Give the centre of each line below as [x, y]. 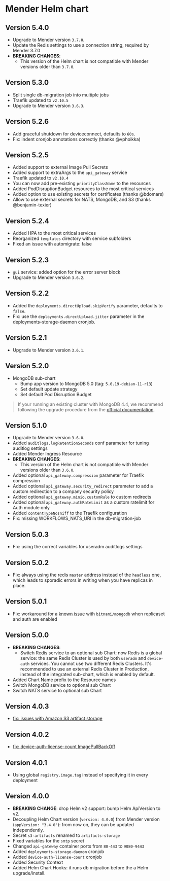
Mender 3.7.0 [26, 50]
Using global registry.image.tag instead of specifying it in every [80, 775]
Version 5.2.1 [26, 338]
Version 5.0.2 [27, 563]
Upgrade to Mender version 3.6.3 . [48, 105]
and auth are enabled [35, 619]
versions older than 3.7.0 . [47, 67]
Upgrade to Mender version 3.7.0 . [48, 40]
